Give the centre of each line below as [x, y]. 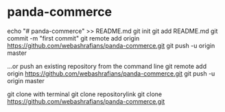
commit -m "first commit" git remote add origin [73, 38]
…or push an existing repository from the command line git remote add [107, 66]
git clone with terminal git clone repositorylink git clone [85, 94]
